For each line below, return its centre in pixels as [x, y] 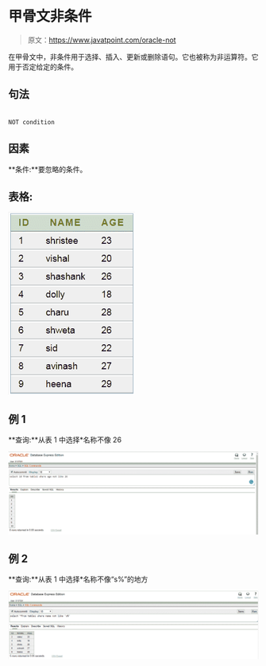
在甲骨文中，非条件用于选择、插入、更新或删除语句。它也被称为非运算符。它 [133, 57]
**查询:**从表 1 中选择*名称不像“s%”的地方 [78, 579]
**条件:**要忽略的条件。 [48, 169]
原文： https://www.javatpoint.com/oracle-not [102, 40]
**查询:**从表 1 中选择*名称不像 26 [65, 440]
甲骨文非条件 [50, 16]
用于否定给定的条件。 [43, 67]
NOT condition [32, 122]
